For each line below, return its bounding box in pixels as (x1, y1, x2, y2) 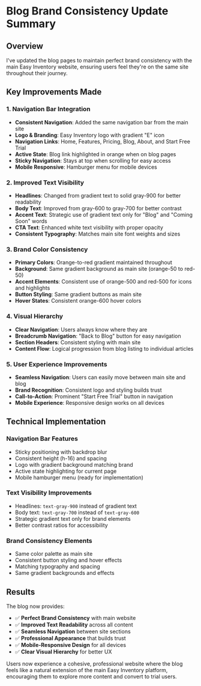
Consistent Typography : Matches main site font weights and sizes (14, 230, 181, 237)
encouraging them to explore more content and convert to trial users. (6, 673, 177, 680)
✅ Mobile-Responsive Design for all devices (14, 641, 127, 648)
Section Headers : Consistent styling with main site (14, 338, 141, 346)
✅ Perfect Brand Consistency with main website (14, 614, 136, 621)
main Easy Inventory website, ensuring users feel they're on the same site (6, 63, 189, 70)
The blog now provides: (6, 603, 65, 610)
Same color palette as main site (14, 550, 93, 557)
